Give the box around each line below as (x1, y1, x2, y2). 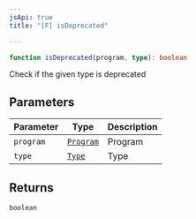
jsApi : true (9, 12, 53, 22)
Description (107, 121, 158, 133)
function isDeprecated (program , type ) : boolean (9, 53, 188, 62)
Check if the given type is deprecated (9, 69, 147, 79)
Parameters (9, 94, 75, 109)
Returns (9, 180, 55, 195)
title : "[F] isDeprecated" (9, 21, 109, 30)
